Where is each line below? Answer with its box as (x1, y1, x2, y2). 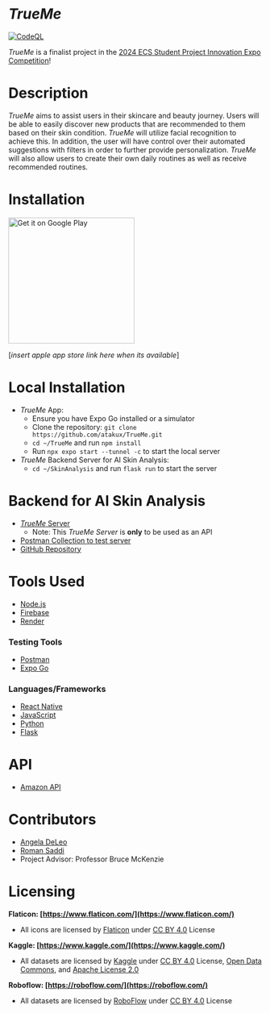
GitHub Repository (19, 544, 82, 553)
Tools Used (8, 572, 85, 590)
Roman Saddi (19, 846, 64, 856)
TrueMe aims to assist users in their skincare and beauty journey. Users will (8, 110, 260, 120)
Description (8, 84, 89, 102)
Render (19, 616, 45, 626)
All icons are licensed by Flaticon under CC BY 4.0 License (19, 925, 215, 935)
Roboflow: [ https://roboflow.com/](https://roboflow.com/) (8, 981, 208, 990)
